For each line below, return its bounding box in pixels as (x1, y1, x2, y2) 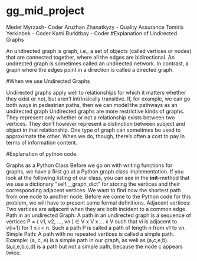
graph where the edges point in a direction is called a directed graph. (6, 66, 174, 73)
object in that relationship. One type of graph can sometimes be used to (6, 126, 181, 133)
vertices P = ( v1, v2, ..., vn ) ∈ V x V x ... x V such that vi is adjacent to (6, 217, 178, 225)
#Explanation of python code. (6, 150, 78, 157)
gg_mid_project (6, 4, 84, 18)
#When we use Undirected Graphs (6, 78, 90, 85)
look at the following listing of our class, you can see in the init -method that (6, 174, 190, 181)
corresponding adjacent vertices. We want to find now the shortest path (6, 186, 181, 193)
